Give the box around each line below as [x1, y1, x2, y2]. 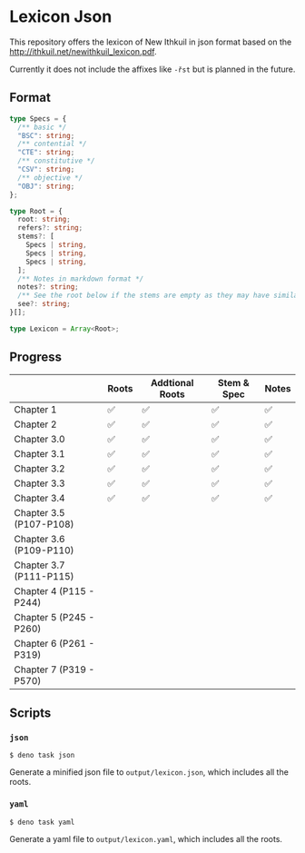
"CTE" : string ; [17, 148, 75, 157]
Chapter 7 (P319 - [14, 663, 95, 676]
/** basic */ [17, 123, 67, 132]
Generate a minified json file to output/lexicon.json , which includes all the [9, 767, 289, 778]
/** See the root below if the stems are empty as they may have [17, 291, 271, 301]
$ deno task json [9, 751, 75, 760]
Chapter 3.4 [14, 491, 65, 504]
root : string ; [17, 215, 71, 224]
